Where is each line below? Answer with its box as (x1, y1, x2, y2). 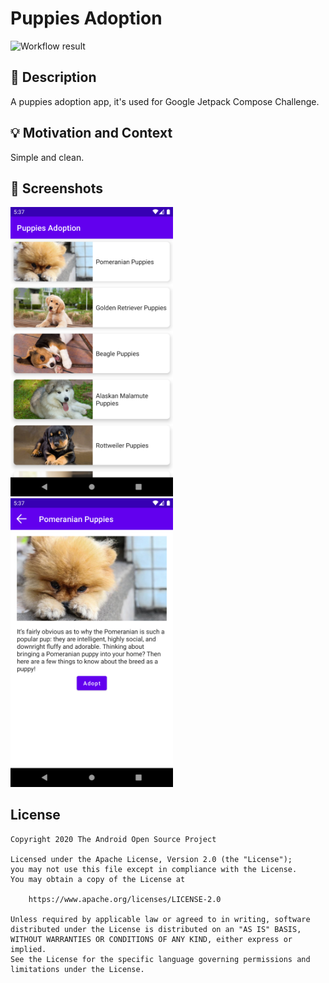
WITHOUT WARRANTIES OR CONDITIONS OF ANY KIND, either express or (10, 934, 293, 944)
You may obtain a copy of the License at (10, 874, 186, 884)
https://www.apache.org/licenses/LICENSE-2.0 (28, 894, 222, 904)
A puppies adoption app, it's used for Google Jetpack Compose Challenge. (10, 95, 320, 107)
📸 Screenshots (10, 180, 104, 197)
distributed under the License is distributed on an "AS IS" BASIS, (10, 924, 302, 934)
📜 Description (10, 69, 97, 86)
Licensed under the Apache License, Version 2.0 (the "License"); (10, 854, 293, 864)
